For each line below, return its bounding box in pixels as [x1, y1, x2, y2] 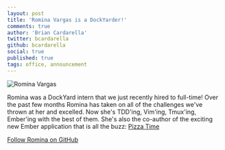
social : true [7, 49, 45, 55]
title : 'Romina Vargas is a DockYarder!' [7, 16, 128, 23]
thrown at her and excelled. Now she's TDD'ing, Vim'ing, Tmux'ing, [7, 108, 197, 116]
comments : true [7, 23, 51, 29]
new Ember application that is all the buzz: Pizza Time [7, 122, 160, 130]
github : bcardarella [7, 42, 67, 49]
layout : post [7, 10, 45, 17]
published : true [7, 55, 54, 62]
